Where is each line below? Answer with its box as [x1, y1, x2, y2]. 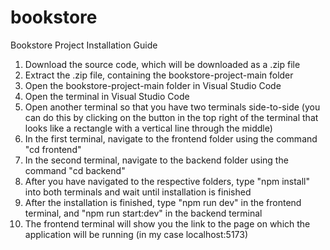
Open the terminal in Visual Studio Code [24, 90, 190, 102]
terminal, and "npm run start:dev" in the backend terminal [24, 207, 263, 219]
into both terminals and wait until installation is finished [24, 186, 252, 198]
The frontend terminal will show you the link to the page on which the [24, 217, 311, 230]
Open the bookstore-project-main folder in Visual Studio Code [24, 79, 282, 91]
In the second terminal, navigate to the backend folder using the [24, 154, 289, 166]
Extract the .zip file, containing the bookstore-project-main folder [24, 69, 294, 81]
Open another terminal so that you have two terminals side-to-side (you [24, 101, 321, 113]
